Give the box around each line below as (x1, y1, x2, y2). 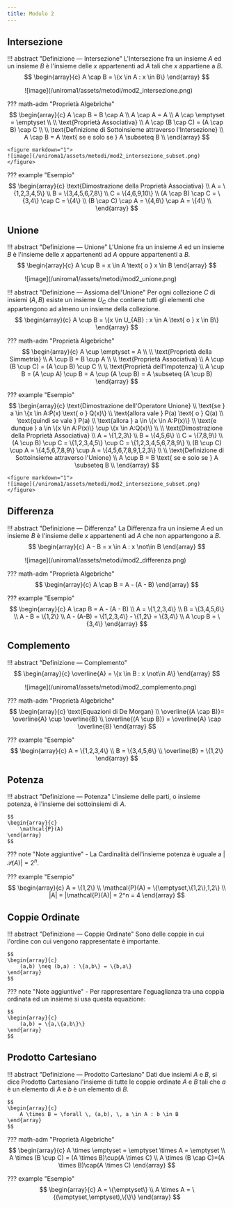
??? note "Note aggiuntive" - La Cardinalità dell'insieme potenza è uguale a (7, 850, 222, 858)
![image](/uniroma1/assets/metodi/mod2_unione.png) (24, 275, 177, 283)
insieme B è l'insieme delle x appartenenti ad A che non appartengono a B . (7, 531, 221, 539)
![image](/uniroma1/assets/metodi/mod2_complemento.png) (24, 683, 197, 691)
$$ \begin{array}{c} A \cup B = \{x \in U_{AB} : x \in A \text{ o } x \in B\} (15, 315, 219, 325)
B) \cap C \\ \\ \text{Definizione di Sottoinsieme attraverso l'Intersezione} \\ (10, 126, 224, 134)
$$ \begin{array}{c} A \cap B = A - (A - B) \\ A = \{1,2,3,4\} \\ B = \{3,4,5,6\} (9, 604, 225, 613)
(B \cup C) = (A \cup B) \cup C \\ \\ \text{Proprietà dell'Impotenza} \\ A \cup (9, 362, 225, 371)
